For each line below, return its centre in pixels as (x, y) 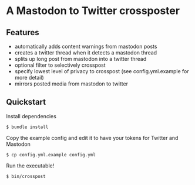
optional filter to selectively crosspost (60, 65)
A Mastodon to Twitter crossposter (93, 11)
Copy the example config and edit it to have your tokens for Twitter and (92, 138)
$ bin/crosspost (26, 176)
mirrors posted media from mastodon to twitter (71, 84)
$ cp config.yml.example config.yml (51, 155)
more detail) (29, 78)
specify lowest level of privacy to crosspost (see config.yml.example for (102, 71)
